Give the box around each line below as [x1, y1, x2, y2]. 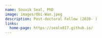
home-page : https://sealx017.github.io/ [9, 26, 93, 31]
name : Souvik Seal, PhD [5, 7, 54, 12]
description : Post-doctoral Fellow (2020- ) [5, 16, 98, 21]
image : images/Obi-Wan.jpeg [5, 12, 63, 17]
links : [5, 21, 19, 26]
